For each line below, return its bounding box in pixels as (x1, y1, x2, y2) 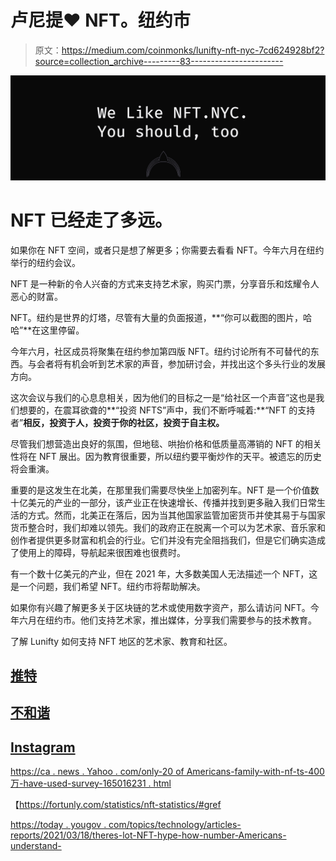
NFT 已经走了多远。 (10, 209, 173, 231)
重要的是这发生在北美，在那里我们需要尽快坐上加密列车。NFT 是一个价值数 (10, 484, 320, 496)
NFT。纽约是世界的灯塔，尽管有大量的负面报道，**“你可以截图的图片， (10, 311, 304, 323)
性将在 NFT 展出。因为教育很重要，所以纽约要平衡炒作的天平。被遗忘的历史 (10, 450, 322, 462)
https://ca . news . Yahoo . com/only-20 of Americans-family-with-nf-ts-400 (10, 766, 325, 778)
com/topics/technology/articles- (108, 819, 242, 831)
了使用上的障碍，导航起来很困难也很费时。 (10, 546, 186, 558)
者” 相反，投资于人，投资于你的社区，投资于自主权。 (10, 416, 225, 428)
